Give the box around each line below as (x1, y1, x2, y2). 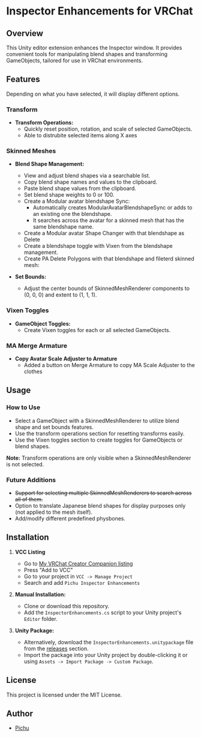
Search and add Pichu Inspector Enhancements (23, 579, 140, 586)
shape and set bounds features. (14, 423, 94, 431)
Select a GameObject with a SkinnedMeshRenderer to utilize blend (14, 417, 179, 424)
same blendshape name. (32, 223, 94, 230)
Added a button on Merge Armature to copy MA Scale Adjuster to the (23, 362, 195, 368)
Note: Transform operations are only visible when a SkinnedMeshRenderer (6, 454, 191, 461)
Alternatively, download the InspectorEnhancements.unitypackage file (23, 638, 194, 646)
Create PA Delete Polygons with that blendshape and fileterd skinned (23, 255, 195, 262)
